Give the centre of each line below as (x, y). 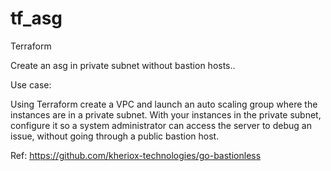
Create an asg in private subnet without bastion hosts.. (123, 65)
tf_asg (36, 18)
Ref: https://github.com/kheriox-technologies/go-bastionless (136, 155)
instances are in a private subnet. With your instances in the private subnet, (166, 114)
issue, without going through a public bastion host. (115, 136)
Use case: (31, 84)
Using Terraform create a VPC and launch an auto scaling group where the (164, 104)
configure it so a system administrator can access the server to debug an (161, 125)
